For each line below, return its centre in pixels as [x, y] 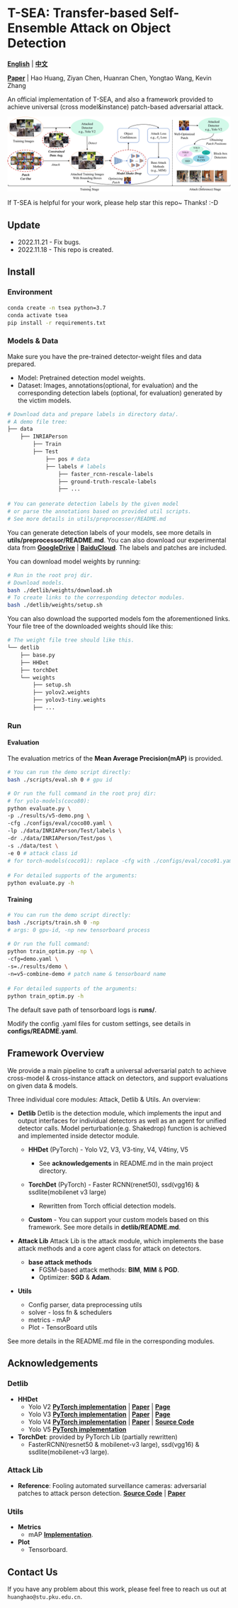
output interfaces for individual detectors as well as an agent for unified [122, 1120]
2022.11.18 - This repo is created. [66, 250]
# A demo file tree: [38, 422]
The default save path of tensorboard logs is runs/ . [82, 1010]
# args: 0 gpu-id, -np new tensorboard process [79, 930]
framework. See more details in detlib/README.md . [104, 1227]
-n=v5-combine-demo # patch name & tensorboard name [87, 974]
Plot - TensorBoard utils [63, 1327]
